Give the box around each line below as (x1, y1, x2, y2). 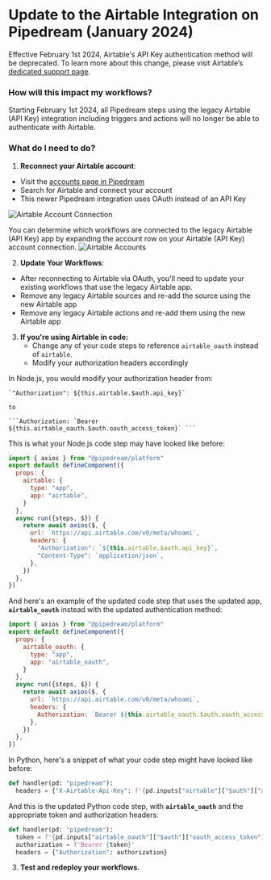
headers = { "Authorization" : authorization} (15, 848, 168, 857)
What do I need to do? (8, 143, 96, 154)
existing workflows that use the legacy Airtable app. (19, 282, 193, 291)
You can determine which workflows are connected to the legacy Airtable (8, 224, 252, 235)
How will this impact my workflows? (8, 86, 152, 98)
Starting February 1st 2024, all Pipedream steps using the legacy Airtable (8, 105, 251, 115)
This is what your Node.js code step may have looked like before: (8, 438, 226, 448)
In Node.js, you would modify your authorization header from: (8, 373, 214, 383)
